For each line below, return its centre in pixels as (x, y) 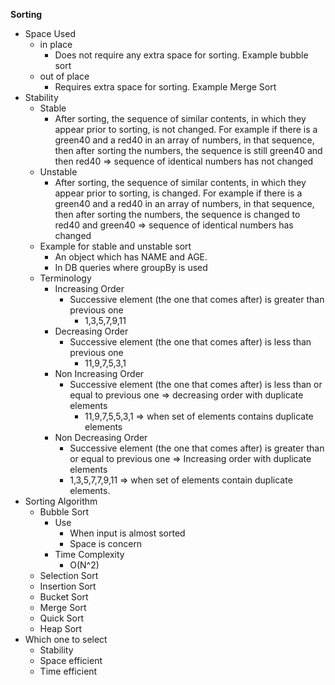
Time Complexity (89, 554)
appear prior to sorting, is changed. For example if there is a (178, 193)
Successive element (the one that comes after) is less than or (196, 384)
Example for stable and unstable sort (115, 246)
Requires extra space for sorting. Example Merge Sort (165, 87)
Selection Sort (69, 575)
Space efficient (71, 660)
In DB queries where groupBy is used (131, 267)
